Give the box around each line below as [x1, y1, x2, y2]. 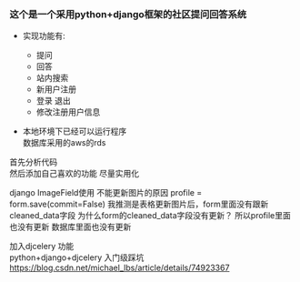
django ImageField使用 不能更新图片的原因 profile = [9, 187, 203, 198]
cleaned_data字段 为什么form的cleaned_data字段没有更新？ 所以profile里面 [9, 210, 291, 221]
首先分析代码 [9, 156, 57, 167]
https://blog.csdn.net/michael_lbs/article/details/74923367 [9, 262, 230, 274]
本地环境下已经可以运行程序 [22, 126, 127, 137]
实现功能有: [22, 30, 65, 42]
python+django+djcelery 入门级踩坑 [9, 252, 145, 263]
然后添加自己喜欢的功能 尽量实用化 [9, 168, 139, 179]
